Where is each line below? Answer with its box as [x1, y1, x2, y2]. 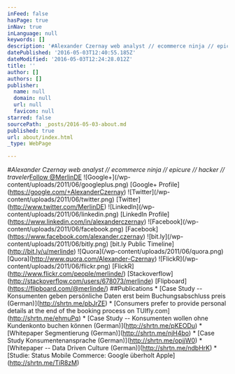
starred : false [7, 114, 52, 121]
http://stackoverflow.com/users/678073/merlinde [9, 277, 152, 285]
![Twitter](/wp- [127, 188, 170, 196]
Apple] [156, 351, 176, 360]
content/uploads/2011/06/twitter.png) [7, 195, 115, 203]
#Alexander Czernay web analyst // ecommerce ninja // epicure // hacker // [7, 166, 225, 174]
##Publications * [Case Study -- [109, 285, 203, 293]
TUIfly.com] [136, 307, 170, 315]
